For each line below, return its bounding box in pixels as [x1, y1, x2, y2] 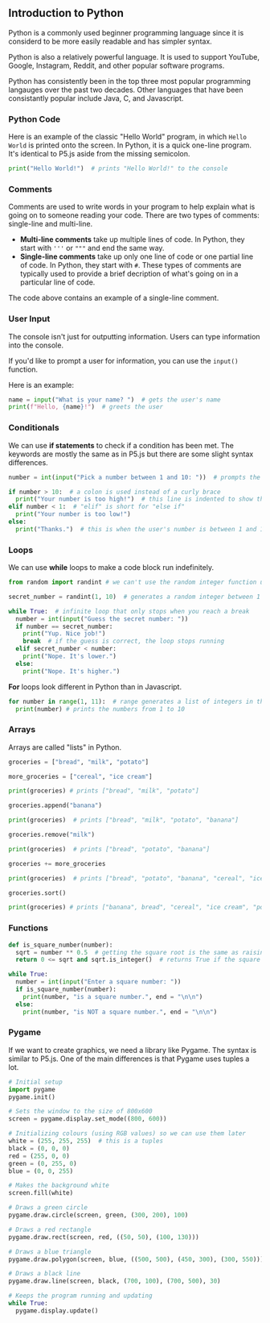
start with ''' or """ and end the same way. [19, 243, 165, 253]
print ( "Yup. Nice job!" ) [22, 630, 106, 638]
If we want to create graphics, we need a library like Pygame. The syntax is [8, 1045, 257, 1055]
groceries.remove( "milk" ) [8, 830, 95, 839]
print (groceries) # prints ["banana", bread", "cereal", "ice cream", [8, 903, 250, 912]
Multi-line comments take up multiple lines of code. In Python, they [19, 235, 245, 244]
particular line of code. [19, 277, 96, 287]
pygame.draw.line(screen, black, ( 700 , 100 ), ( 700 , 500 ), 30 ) [8, 1277, 221, 1285]
